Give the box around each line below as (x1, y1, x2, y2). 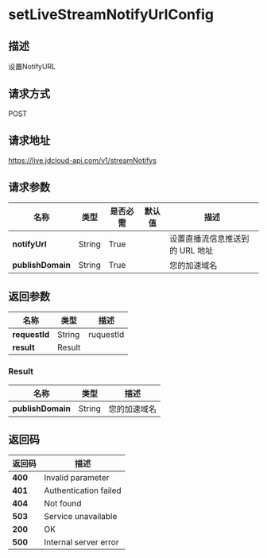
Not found (44, 498, 82, 510)
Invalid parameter (44, 472, 110, 483)
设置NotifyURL (8, 62, 56, 71)
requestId (12, 329, 50, 340)
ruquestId (88, 329, 125, 340)
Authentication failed (44, 485, 122, 496)
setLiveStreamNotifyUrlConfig (8, 6, 215, 24)
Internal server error (44, 537, 119, 548)
